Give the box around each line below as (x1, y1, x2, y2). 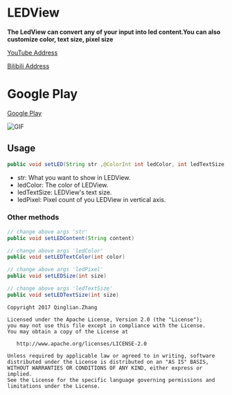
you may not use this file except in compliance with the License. (7, 322, 206, 329)
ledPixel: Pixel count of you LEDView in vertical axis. (17, 195, 166, 203)
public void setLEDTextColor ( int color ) (7, 254, 126, 261)
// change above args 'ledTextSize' (7, 285, 113, 292)
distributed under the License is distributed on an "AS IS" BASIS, (7, 358, 209, 365)
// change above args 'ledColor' (7, 247, 104, 254)
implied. (7, 370, 33, 378)
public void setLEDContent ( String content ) (7, 235, 135, 241)
